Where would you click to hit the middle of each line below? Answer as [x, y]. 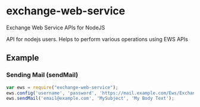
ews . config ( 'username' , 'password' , [51, 93]
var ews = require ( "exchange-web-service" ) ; [62, 87]
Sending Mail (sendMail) [42, 75]
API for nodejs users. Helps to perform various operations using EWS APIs [97, 39]
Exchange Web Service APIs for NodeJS [56, 27]
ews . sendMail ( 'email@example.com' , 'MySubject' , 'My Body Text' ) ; [90, 99]
